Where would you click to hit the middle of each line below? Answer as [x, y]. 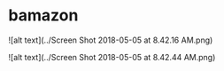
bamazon [43, 16]
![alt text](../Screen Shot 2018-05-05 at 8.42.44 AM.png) [112, 57]
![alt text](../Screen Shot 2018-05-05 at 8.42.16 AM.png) [111, 40]
